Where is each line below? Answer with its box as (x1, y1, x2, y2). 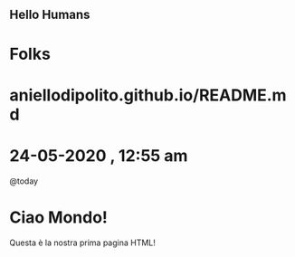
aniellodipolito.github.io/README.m (9, 85, 287, 105)
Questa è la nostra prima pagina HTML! (9, 237, 157, 248)
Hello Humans (9, 7, 90, 23)
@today (9, 176, 39, 186)
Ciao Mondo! (9, 207, 109, 227)
